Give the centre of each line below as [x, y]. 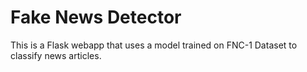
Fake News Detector [96, 17]
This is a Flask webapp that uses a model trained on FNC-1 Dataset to [154, 45]
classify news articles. [56, 55]
